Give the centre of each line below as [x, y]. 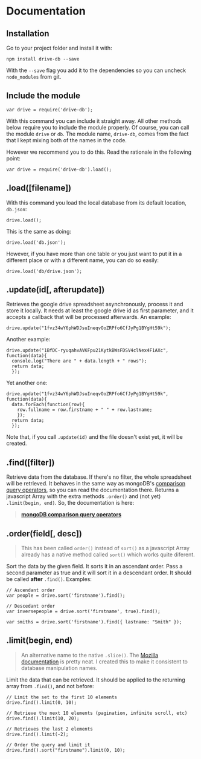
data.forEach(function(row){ [48, 405]
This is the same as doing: [39, 231]
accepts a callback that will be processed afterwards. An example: [89, 317]
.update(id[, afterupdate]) [56, 290]
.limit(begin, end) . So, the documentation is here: [70, 503]
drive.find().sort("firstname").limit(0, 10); [66, 750]
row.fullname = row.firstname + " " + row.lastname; [85, 410]
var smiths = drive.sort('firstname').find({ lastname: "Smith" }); [94, 622]
